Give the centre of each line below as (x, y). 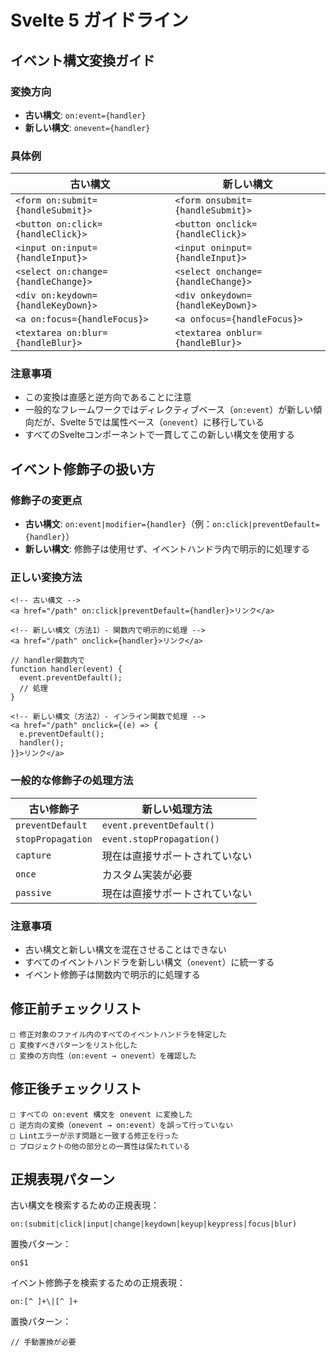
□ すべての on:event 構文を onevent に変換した (101, 1114)
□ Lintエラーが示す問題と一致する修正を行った (94, 1136)
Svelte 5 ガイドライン (99, 20)
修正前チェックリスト (76, 1009)
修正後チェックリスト (76, 1089)
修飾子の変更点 (46, 500)
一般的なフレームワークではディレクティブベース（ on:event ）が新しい (169, 410)
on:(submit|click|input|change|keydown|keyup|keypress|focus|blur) (154, 1224)
